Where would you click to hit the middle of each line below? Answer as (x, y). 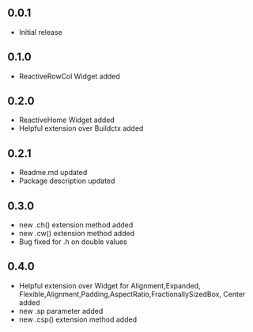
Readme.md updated (53, 173)
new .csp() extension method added (78, 319)
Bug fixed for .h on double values (73, 242)
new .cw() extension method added (77, 234)
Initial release (40, 32)
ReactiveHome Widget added (67, 120)
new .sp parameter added (61, 311)
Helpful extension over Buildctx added (81, 128)
